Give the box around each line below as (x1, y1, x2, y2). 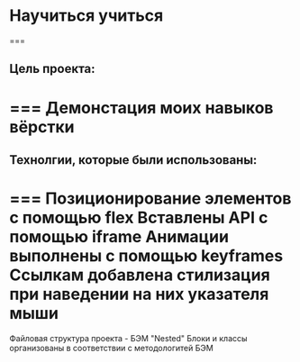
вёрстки (9, 116, 75, 137)
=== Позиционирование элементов (9, 188, 292, 209)
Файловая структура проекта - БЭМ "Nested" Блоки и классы (9, 332, 248, 343)
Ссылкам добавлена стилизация (9, 265, 270, 285)
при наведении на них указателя (9, 285, 269, 304)
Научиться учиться (9, 5, 164, 26)
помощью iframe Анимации (9, 227, 230, 248)
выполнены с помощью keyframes (9, 246, 284, 267)
